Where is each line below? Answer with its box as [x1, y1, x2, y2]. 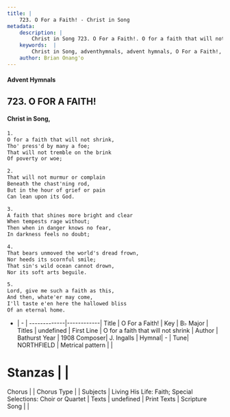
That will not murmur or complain [7, 174, 106, 181]
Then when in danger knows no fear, [7, 225, 112, 231]
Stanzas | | [7, 365, 70, 380]
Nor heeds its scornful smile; [7, 256, 97, 263]
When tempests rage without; [7, 218, 90, 225]
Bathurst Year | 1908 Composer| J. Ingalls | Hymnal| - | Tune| [16, 333, 190, 342]
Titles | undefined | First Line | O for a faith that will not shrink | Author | [16, 326, 218, 334]
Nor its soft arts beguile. [7, 268, 88, 276]
